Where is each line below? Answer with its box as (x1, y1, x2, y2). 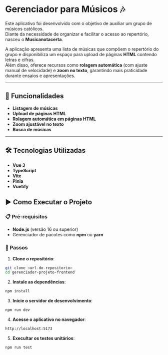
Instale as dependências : (12, 279, 66, 285)
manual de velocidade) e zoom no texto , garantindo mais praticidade (5, 67, 147, 73)
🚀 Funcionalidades (5, 92, 64, 101)
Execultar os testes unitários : (12, 335, 75, 341)
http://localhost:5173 (5, 326, 52, 331)
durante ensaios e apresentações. (5, 73, 75, 79)
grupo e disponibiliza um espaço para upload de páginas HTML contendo (5, 51, 157, 57)
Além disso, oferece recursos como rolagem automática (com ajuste (5, 62, 147, 68)
